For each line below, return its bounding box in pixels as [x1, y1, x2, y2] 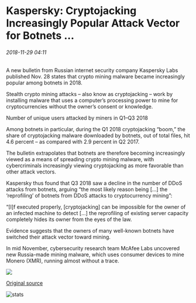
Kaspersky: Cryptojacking [6, 4, 137, 18]
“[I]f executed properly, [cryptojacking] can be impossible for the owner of [6, 203, 186, 210]
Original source [6, 280, 43, 287]
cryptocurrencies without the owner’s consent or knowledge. [6, 103, 153, 110]
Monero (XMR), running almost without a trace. [6, 257, 119, 264]
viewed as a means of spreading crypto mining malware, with [6, 156, 154, 163]
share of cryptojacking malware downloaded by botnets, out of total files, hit [6, 132, 190, 139]
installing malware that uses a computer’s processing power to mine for [6, 97, 178, 104]
